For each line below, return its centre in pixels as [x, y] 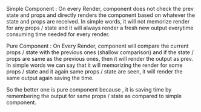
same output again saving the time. [50, 78]
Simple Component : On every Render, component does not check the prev [100, 9]
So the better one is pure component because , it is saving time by [89, 89]
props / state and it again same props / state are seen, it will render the [94, 71]
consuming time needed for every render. [58, 34]
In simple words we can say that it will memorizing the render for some [94, 65]
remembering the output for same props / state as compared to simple [94, 96]
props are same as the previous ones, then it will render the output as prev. [100, 59]
